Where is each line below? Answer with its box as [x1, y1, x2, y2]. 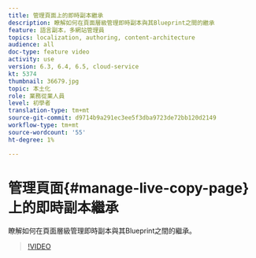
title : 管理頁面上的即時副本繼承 [8, 11, 104, 20]
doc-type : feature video [8, 48, 90, 56]
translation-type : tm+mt [8, 107, 90, 115]
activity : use [8, 56, 55, 64]
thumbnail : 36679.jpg [8, 77, 80, 85]
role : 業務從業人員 [8, 92, 65, 100]
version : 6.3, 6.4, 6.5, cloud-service [8, 63, 139, 71]
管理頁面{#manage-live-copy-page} [8, 179, 250, 197]
